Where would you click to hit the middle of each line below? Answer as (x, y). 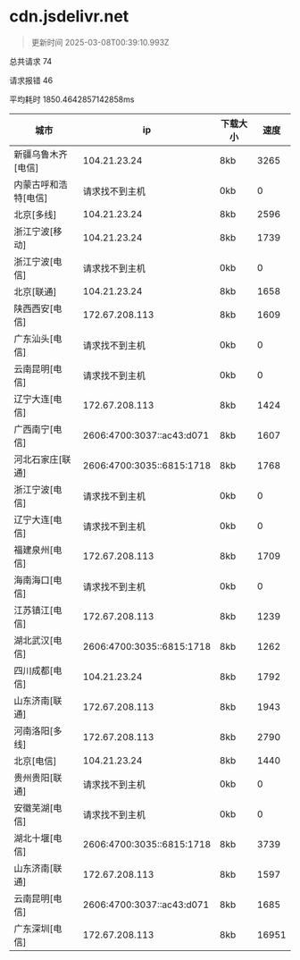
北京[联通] (35, 291)
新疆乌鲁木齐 (41, 154)
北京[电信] (35, 761)
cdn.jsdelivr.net (69, 17)
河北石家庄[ (38, 459)
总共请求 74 (31, 61)
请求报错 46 (31, 80)
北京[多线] (35, 215)
